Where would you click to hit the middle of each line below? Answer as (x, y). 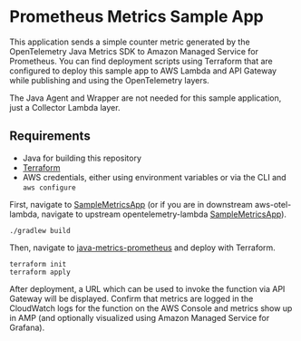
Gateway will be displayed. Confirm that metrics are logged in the (131, 298)
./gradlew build (40, 230)
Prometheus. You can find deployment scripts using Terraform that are (141, 61)
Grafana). (27, 327)
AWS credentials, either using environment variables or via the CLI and (155, 177)
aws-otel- (273, 204)
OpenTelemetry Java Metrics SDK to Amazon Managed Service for (134, 51)
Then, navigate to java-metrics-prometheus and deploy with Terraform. (143, 248)
